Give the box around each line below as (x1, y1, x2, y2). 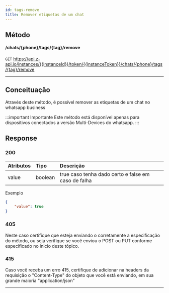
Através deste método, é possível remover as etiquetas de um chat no (5, 99, 150, 105)
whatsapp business (5, 104, 46, 111)
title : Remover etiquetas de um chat (5, 12, 84, 17)
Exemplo (5, 189, 24, 196)
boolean (35, 174, 55, 181)
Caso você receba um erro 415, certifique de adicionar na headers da (5, 267, 149, 273)
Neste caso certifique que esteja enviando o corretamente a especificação (5, 232, 160, 238)
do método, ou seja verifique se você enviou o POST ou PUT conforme (5, 237, 152, 244)
